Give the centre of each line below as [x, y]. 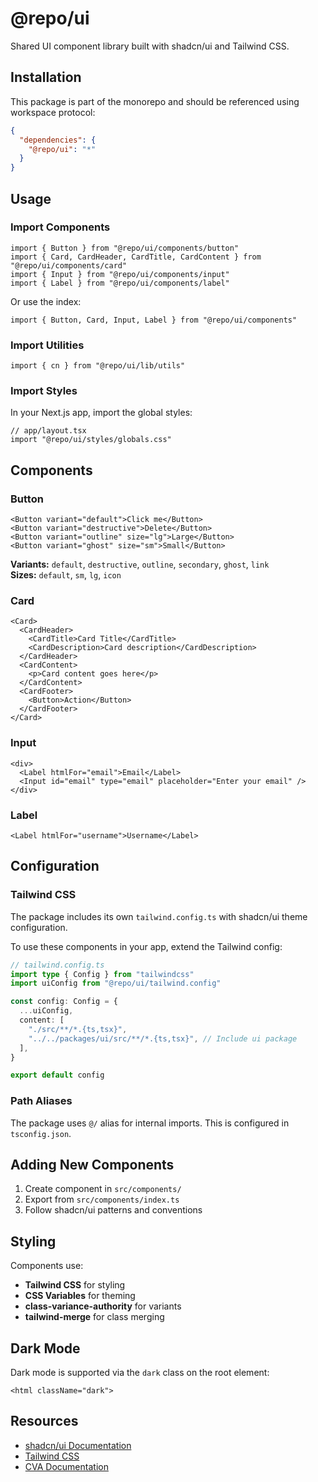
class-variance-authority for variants [103, 1306]
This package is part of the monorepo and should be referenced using [155, 101]
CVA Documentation [66, 1466]
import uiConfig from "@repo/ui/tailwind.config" [116, 983]
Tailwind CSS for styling [75, 1285]
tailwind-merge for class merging [94, 1317]
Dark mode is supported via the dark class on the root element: [140, 1373]
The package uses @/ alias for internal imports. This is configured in [150, 1123]
